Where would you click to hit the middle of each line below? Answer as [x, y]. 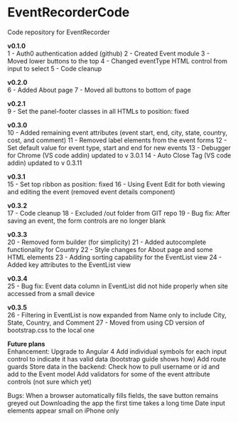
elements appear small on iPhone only [63, 411]
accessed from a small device [51, 293]
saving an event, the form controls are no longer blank [87, 221]
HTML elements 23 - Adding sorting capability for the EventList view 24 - [115, 257]
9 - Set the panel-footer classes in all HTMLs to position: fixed [98, 111]
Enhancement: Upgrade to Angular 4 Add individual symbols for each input [117, 351]
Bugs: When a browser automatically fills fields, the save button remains [113, 395]
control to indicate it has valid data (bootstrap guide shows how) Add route [117, 359]
